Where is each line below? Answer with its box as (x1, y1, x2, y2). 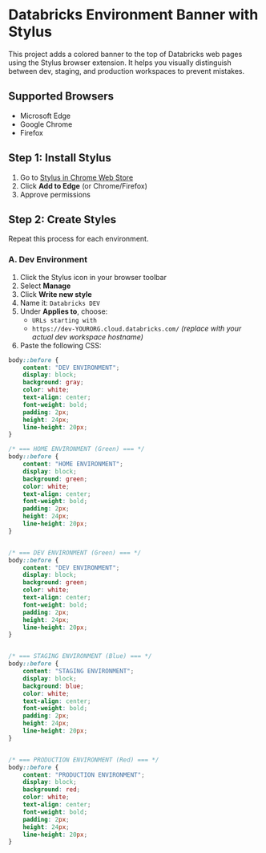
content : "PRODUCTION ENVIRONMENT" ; (22, 770, 146, 779)
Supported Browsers (8, 90, 115, 104)
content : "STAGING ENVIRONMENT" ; (22, 668, 135, 676)
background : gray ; (22, 379, 84, 387)
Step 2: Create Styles (8, 213, 117, 226)
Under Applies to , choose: (19, 307, 108, 316)
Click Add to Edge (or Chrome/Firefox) (19, 181, 148, 190)
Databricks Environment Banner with (8, 6, 259, 24)
